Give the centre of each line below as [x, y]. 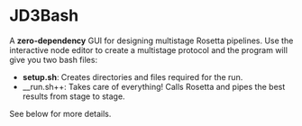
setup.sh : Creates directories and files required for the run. [133, 76]
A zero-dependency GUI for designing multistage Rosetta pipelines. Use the [151, 40]
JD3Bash [44, 16]
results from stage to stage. [73, 96]
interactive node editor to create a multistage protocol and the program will [149, 49]
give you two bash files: [53, 59]
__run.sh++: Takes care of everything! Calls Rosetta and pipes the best [154, 86]
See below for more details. [60, 113]
